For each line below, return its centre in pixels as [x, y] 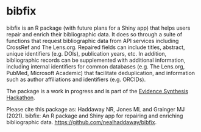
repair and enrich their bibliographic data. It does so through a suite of [94, 34]
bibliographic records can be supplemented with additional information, [96, 60]
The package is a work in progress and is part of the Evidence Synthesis [97, 91]
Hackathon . [21, 97]
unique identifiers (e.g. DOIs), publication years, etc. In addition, [86, 53]
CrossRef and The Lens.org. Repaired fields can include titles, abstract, [96, 47]
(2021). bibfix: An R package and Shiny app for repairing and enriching [95, 116]
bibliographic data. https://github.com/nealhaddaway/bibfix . [82, 122]
